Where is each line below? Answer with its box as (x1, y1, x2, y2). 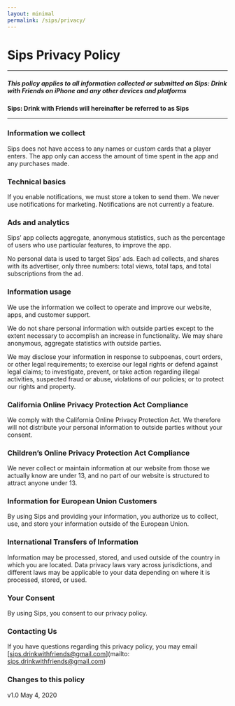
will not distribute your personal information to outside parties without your (7, 423, 222, 431)
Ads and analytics (7, 217, 70, 227)
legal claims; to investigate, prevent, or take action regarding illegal (7, 367, 200, 376)
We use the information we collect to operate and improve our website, (7, 303, 212, 311)
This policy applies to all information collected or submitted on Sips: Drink (7, 79, 227, 88)
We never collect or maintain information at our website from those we (7, 464, 211, 473)
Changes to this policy (7, 674, 85, 684)
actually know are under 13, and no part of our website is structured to (7, 471, 210, 480)
